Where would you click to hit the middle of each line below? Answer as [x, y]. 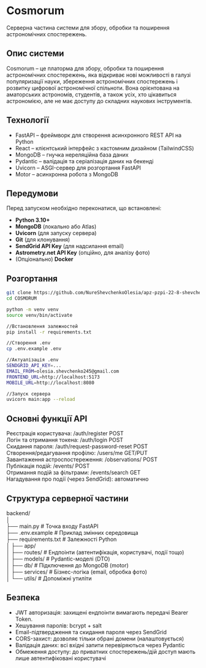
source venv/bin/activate [39, 315]
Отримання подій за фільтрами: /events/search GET [74, 473]
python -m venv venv [33, 309]
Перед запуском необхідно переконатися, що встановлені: [84, 208]
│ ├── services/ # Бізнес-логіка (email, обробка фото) [77, 572]
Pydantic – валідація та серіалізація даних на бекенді [84, 161]
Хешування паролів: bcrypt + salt [59, 625]
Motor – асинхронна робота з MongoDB [67, 174]
